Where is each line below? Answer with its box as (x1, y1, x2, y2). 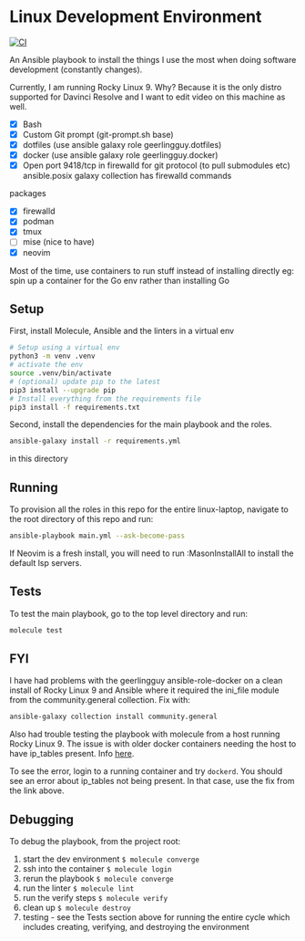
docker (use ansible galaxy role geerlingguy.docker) (22, 150, 219, 161)
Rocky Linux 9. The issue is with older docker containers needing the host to (9, 738, 297, 749)
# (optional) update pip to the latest (9, 377, 161, 386)
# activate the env (9, 361, 84, 370)
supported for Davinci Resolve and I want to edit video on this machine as (9, 91, 286, 102)
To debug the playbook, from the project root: (9, 836, 181, 847)
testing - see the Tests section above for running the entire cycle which (22, 912, 290, 923)
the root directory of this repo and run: (9, 514, 154, 525)
